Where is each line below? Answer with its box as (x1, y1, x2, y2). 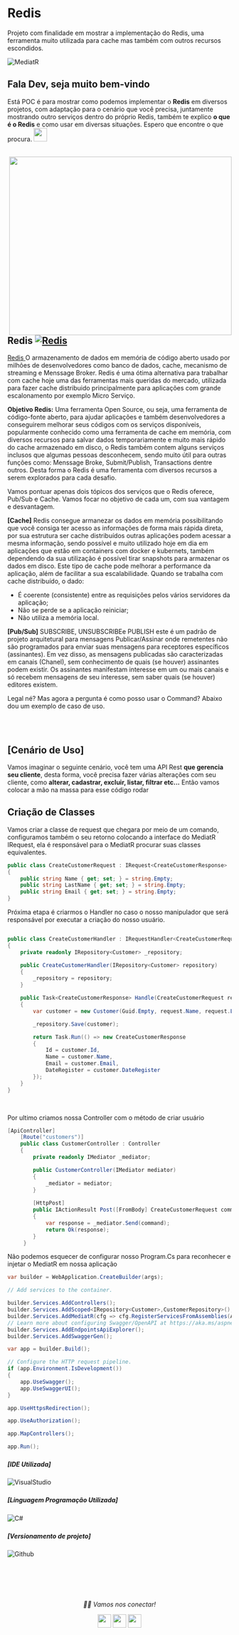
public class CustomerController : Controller (20, 1140, 161, 1148)
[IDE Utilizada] (7, 1459, 51, 1468)
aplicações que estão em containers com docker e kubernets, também (7, 547, 215, 555)
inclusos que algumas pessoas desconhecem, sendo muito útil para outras (7, 451, 227, 460)
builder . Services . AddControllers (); (7, 1300, 116, 1307)
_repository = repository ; (33, 975, 113, 982)
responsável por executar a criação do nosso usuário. (7, 916, 165, 924)
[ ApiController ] (7, 1127, 55, 1134)
